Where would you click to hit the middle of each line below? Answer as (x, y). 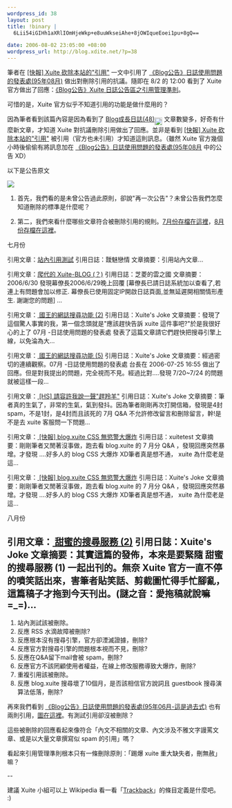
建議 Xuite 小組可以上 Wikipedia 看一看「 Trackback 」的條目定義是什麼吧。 (113, 790)
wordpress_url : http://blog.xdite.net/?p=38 (72, 52)
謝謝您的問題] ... (39, 300)
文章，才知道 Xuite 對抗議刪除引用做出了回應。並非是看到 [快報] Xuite (118, 130)
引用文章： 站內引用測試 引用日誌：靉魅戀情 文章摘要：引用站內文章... (105, 259)
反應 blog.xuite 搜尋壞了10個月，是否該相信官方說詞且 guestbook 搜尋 (116, 683)
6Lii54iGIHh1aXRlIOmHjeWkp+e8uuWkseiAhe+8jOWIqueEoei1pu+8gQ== (106, 33)
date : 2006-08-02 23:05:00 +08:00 (57, 46)
